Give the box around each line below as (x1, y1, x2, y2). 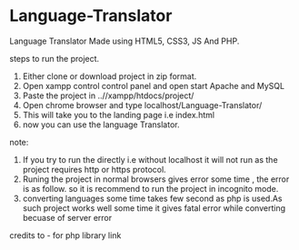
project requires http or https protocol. (22, 164, 166, 175)
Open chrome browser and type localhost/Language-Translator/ (22, 99, 263, 110)
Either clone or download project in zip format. (22, 70, 197, 82)
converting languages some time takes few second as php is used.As (22, 193, 283, 204)
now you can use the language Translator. (22, 119, 180, 130)
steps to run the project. (9, 53, 100, 64)
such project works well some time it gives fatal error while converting (22, 202, 286, 214)
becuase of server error (22, 212, 113, 223)
